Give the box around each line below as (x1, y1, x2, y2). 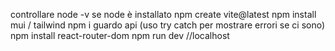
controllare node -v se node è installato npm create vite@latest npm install (10, 9, 317, 20)
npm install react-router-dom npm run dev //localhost (10, 30, 230, 41)
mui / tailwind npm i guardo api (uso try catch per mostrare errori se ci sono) (10, 19, 326, 31)
